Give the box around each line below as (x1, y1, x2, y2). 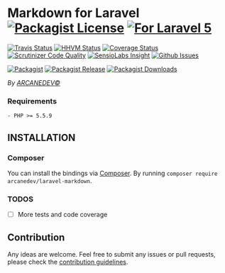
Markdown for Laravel (7, 5, 140, 21)
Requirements (7, 96, 57, 106)
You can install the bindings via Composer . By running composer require (7, 169, 218, 177)
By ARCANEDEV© (7, 78, 60, 87)
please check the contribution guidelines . (7, 257, 128, 267)
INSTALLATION (7, 131, 76, 143)
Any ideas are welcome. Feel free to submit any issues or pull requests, (7, 250, 216, 259)
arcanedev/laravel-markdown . (7, 176, 92, 185)
